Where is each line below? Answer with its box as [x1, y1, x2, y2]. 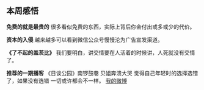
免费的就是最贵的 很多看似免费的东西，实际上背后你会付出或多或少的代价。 [6, 23, 195, 30]
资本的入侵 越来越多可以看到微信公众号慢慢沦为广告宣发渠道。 [6, 36, 163, 43]
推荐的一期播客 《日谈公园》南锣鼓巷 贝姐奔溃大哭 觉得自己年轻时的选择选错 [6, 69, 199, 77]
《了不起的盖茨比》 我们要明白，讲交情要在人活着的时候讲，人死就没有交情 [6, 49, 195, 56]
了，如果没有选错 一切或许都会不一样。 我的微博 [6, 77, 127, 84]
